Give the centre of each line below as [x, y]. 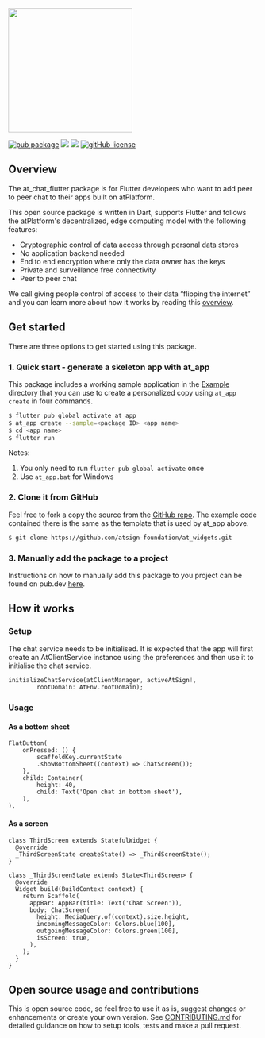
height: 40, [57, 785]
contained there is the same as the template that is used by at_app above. [129, 523]
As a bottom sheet [39, 727]
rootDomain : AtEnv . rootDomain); [90, 687]
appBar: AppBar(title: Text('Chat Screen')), [106, 903]
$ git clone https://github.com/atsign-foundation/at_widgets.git [120, 538]
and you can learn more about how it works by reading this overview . [121, 302]
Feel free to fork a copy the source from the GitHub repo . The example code [133, 515]
